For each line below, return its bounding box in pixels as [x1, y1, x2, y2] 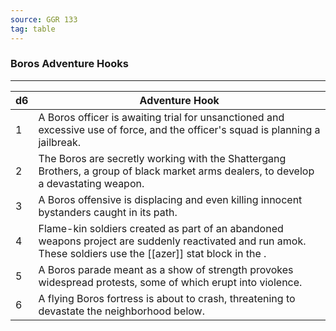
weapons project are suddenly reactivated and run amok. [38, 234, 307, 248]
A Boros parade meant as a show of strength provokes [38, 262, 294, 276]
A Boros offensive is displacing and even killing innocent [38, 192, 303, 206]
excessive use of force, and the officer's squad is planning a [38, 122, 321, 136]
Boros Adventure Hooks [10, 57, 129, 71]
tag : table [10, 24, 56, 34]
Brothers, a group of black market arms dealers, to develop [38, 164, 315, 178]
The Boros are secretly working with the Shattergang [38, 151, 287, 165]
